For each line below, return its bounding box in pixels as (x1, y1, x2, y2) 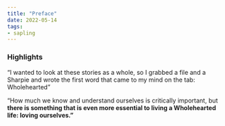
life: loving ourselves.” (7, 111, 74, 119)
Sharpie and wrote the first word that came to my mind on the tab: (7, 75, 195, 84)
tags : (7, 23, 23, 30)
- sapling (7, 29, 36, 37)
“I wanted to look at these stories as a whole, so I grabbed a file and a (7, 68, 206, 76)
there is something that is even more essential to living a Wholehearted (7, 103, 217, 111)
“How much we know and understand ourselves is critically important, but (7, 96, 218, 105)
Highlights (7, 53, 43, 62)
